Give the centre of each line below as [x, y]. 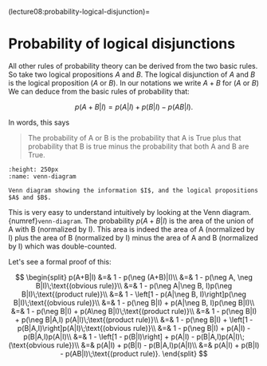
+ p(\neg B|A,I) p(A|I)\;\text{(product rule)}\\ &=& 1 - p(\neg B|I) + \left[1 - [134, 320]
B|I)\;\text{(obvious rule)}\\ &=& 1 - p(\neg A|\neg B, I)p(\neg [134, 285]
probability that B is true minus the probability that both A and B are [138, 146]
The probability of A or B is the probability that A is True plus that [134, 137]
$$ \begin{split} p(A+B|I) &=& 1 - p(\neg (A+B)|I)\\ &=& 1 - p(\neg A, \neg [134, 277]
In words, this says [39, 122]
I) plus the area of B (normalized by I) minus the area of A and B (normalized [133, 237]
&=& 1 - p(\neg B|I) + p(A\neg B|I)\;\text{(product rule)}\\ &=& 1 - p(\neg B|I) [134, 311]
